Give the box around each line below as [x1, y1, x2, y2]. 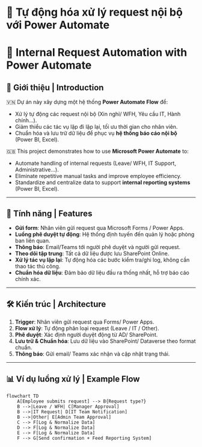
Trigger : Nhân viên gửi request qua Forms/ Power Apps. [14, 318, 155, 325]
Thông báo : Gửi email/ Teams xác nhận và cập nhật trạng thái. [14, 350, 170, 357]
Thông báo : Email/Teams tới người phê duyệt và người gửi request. [14, 244, 181, 250]
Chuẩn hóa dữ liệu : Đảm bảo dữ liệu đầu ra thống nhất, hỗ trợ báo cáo [14, 269, 189, 276]
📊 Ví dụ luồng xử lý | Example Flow [6, 374, 140, 384]
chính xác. [14, 276, 41, 282]
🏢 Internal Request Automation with [6, 46, 188, 60]
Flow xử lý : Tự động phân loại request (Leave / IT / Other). [14, 324, 159, 331]
